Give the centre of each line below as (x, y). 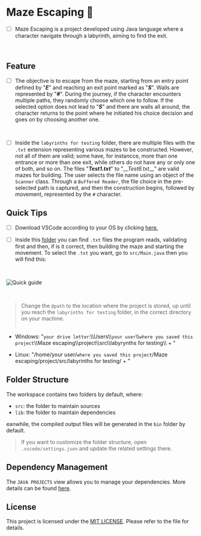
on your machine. (43, 318)
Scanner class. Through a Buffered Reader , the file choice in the (93, 181)
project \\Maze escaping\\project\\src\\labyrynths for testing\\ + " (95, 343)
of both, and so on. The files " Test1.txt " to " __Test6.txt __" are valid (97, 168)
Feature (21, 66)
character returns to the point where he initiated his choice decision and (104, 113)
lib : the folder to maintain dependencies (65, 412)
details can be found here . (39, 488)
